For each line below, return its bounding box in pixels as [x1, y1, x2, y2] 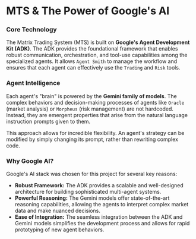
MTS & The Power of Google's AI [6, 4, 170, 18]
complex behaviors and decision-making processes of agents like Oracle [6, 99, 185, 106]
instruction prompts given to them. [6, 118, 91, 125]
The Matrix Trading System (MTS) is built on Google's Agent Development [6, 39, 190, 46]
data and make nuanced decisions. [14, 207, 101, 215]
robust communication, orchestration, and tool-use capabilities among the [6, 52, 188, 59]
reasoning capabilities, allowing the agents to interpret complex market [14, 201, 189, 208]
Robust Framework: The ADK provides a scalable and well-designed [14, 182, 184, 189]
